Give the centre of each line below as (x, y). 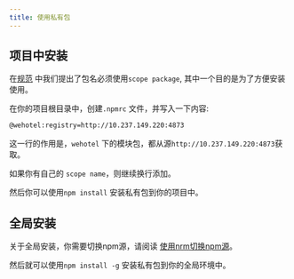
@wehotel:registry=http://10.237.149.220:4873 (97, 125)
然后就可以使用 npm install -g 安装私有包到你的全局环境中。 (120, 265)
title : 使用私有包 (40, 17)
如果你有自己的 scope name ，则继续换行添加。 (92, 173)
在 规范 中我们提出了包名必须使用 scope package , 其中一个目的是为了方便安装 (147, 79)
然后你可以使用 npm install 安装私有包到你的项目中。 (106, 193)
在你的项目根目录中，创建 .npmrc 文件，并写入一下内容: (109, 108)
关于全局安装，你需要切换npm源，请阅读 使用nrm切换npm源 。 (123, 246)
